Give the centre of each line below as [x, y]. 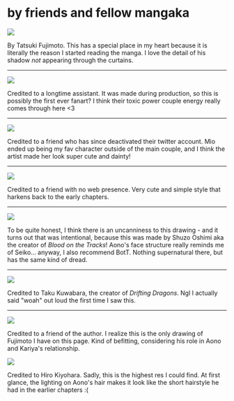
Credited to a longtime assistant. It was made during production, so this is [113, 93]
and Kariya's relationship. [44, 348]
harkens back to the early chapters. [58, 196]
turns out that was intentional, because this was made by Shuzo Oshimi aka [116, 237]
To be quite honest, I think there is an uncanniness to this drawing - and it [112, 230]
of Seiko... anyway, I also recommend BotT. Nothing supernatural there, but [115, 252]
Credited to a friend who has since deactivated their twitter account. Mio [111, 141]
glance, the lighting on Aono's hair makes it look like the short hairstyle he [113, 382]
